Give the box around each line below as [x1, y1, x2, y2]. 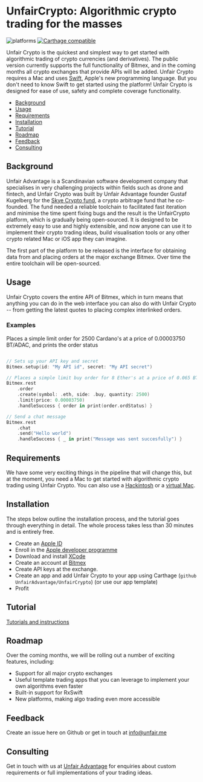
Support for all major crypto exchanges [14, 670, 113, 677]
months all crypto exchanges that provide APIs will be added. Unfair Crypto [6, 68, 194, 75]
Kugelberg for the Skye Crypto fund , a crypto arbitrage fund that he [6, 196, 175, 204]
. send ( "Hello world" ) [17, 431, 71, 437]
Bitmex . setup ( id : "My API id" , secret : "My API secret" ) [6, 364, 153, 370]
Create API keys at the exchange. [14, 565, 98, 572]
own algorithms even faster [14, 682, 83, 690]
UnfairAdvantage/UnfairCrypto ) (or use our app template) [14, 578, 158, 585]
